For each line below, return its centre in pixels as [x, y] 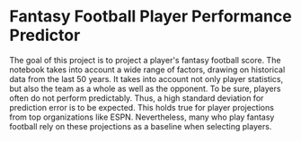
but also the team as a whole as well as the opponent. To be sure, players [145, 88]
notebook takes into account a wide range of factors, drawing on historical [147, 70]
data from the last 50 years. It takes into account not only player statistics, [146, 79]
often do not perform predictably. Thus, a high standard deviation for [137, 98]
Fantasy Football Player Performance [150, 17]
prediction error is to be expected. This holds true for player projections [142, 107]
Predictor [45, 35]
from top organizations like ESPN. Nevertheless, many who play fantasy [142, 117]
